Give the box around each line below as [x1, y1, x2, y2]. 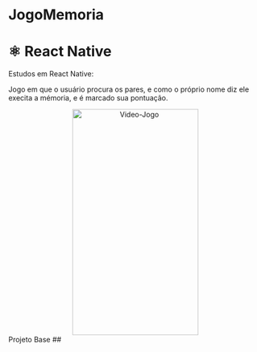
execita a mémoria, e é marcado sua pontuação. [8, 93, 168, 103]
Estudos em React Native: [8, 69, 94, 79]
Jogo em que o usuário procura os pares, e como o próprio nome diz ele [8, 84, 250, 94]
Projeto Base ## [8, 335, 62, 345]
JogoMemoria [8, 6, 105, 24]
